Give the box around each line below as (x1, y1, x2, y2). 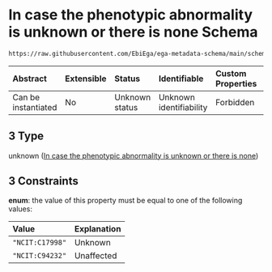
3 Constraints (8, 174, 79, 188)
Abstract (12, 73, 47, 84)
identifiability (158, 101, 208, 113)
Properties (215, 78, 257, 89)
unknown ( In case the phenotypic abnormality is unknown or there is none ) (8, 151, 259, 160)
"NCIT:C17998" (12, 238, 67, 248)
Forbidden (215, 96, 255, 108)
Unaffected (74, 250, 117, 261)
